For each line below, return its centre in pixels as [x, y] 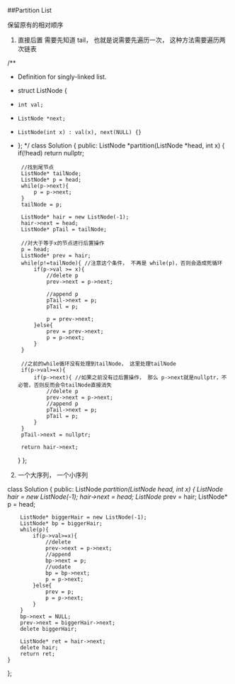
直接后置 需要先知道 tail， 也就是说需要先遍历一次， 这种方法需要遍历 [118, 40]
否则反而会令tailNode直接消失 [73, 385]
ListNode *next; [41, 118]
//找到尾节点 [38, 167]
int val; [30, 105]
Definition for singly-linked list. [62, 77]
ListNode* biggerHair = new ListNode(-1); [84, 517]
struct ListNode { [42, 90]
